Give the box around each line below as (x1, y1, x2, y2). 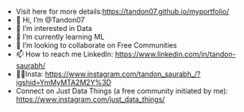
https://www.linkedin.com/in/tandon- (114, 49, 236, 59)
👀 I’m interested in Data (15, 24, 93, 33)
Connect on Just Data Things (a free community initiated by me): (15, 87, 229, 95)
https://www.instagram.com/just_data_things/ (15, 95, 165, 104)
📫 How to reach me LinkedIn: (15, 49, 114, 59)
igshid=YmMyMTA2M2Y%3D (15, 78, 112, 87)
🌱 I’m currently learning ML (15, 32, 105, 41)
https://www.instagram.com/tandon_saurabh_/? (45, 69, 201, 79)
